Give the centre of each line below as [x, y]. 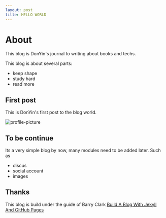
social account [28, 171]
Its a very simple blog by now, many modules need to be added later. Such [83, 151]
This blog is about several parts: [39, 63]
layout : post [19, 10]
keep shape [25, 74]
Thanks [18, 192]
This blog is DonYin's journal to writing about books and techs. [71, 54]
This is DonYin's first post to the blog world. [51, 113]
